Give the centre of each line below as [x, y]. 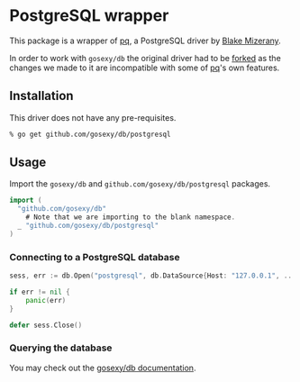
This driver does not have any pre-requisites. [93, 117]
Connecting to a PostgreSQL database [95, 257]
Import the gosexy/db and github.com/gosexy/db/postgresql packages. [140, 184]
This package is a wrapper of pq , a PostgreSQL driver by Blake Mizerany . [145, 41]
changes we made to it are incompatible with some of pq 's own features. [145, 68]
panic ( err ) [46, 300]
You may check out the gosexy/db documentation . [103, 368]
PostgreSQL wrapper [89, 16]
